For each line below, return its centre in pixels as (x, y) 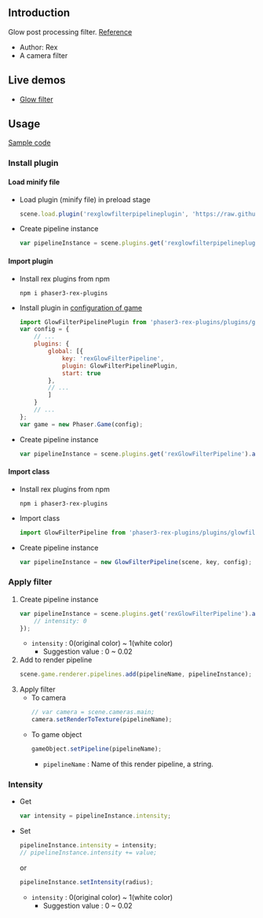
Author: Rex (38, 47)
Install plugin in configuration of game (81, 308)
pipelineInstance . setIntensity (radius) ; (86, 882)
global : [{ (66, 352)
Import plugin (31, 261)
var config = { (44, 330)
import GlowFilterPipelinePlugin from (83, 322)
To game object (57, 735)
